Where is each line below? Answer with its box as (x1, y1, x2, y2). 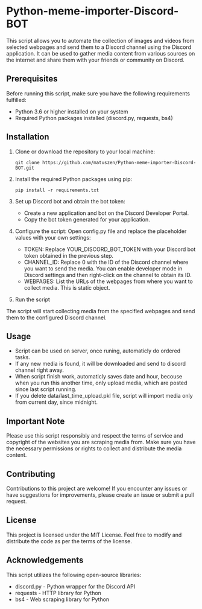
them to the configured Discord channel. (6, 314, 107, 321)
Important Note (6, 416, 65, 426)
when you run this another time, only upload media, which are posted (14, 379, 188, 387)
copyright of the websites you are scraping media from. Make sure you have (6, 439, 196, 446)
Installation (6, 132, 49, 142)
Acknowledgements (6, 555, 84, 566)
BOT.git (14, 165, 34, 171)
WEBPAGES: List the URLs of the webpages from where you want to (24, 278, 193, 285)
